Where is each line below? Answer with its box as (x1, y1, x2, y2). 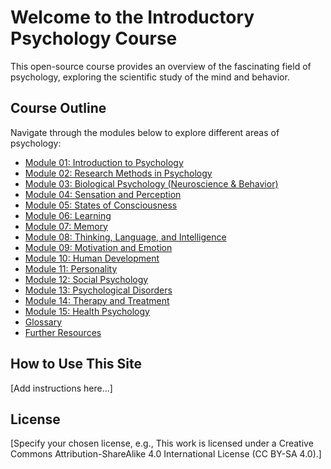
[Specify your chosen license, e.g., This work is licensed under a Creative (10, 437, 314, 450)
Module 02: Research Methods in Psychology (24, 167, 213, 179)
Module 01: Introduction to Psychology (24, 156, 184, 168)
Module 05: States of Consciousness (24, 199, 178, 211)
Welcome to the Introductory (10, 6, 255, 29)
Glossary (24, 316, 63, 328)
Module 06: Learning (24, 209, 112, 221)
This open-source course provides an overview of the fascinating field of (10, 60, 312, 72)
